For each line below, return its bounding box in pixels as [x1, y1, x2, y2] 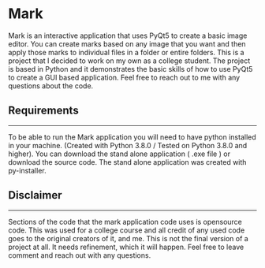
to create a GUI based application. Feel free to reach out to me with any [8, 73, 241, 82]
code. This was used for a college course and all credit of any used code [8, 225, 245, 235]
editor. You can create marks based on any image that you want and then [8, 39, 246, 48]
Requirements [8, 104, 79, 117]
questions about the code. [8, 80, 94, 91]
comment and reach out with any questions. [8, 250, 151, 260]
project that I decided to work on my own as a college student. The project [8, 56, 251, 65]
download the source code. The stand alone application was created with [8, 157, 247, 166]
